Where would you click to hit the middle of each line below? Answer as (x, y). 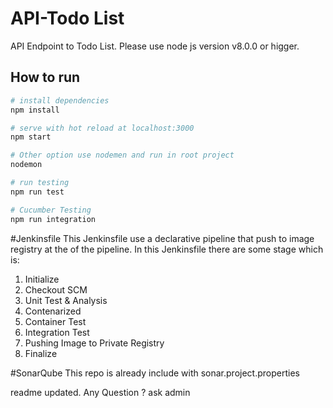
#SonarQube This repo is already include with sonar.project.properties (155, 373)
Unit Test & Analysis (66, 300)
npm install (35, 110)
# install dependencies (60, 100)
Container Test (55, 321)
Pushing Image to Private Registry (94, 343)
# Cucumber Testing (51, 210)
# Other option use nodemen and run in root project (122, 155)
